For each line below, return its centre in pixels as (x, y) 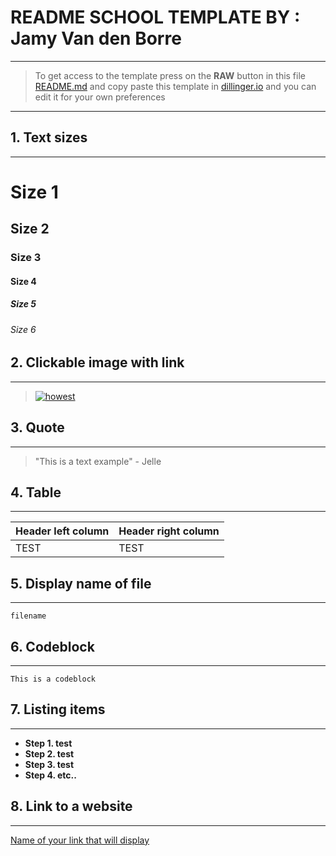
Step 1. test (48, 743)
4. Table (36, 492)
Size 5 (23, 304)
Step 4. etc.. (50, 775)
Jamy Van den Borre (96, 38)
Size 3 (26, 258)
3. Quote (37, 427)
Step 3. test (49, 764)
